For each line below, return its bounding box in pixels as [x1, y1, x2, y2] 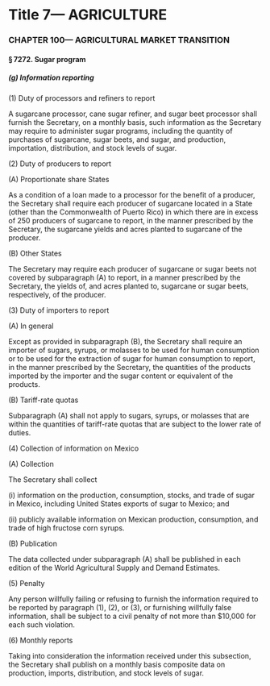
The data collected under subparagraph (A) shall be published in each [8, 554, 241, 563]
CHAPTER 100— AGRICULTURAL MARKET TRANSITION [8, 35, 230, 46]
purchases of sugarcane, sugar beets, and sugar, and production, [8, 135, 226, 144]
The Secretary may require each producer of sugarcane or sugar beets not [8, 264, 257, 273]
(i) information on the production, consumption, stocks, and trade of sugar [8, 490, 255, 500]
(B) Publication [8, 538, 58, 548]
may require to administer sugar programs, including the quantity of [8, 126, 233, 135]
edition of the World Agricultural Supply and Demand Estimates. [8, 563, 220, 572]
